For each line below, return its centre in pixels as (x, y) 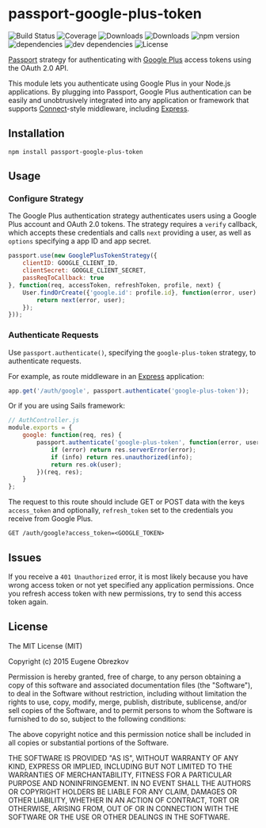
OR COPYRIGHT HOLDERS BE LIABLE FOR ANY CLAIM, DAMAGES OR (123, 792)
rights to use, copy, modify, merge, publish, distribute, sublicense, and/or (127, 702)
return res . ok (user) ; (86, 465)
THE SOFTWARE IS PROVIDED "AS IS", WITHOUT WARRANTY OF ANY (123, 757)
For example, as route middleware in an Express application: (106, 376)
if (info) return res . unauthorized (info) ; (122, 457)
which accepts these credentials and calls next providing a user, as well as (130, 233)
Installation (36, 134)
